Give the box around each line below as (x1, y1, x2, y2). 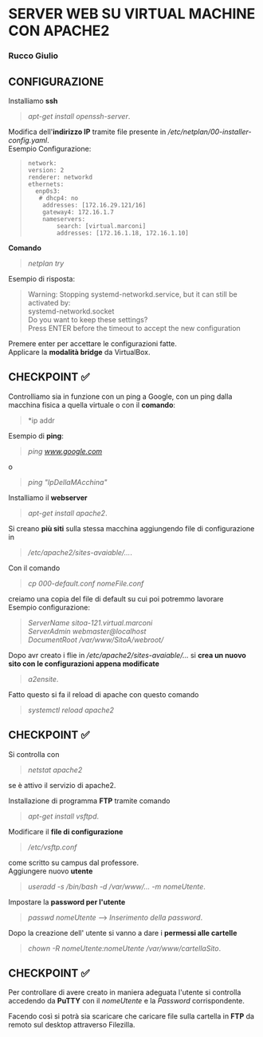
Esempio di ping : (8, 431, 64, 440)
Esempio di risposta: (8, 274, 76, 283)
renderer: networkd (27, 173, 93, 181)
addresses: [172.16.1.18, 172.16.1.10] (57, 229, 189, 237)
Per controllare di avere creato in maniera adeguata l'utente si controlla (8, 988, 241, 997)
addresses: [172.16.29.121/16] (42, 201, 147, 209)
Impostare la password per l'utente (8, 897, 126, 906)
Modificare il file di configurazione (8, 826, 124, 836)
